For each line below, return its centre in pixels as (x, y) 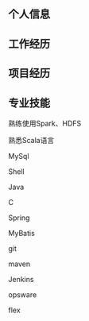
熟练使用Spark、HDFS (45, 123)
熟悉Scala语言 (31, 140)
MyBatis (22, 233)
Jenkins (21, 279)
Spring (19, 218)
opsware (23, 294)
